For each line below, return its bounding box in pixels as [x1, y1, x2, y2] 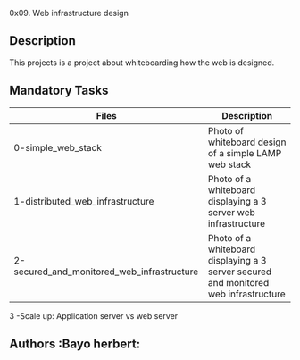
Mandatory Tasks [9, 83, 109, 98]
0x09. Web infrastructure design [9, 8, 129, 18]
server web [207, 205, 256, 218]
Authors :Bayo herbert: [9, 337, 141, 352]
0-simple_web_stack [13, 141, 103, 154]
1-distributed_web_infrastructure [13, 195, 154, 207]
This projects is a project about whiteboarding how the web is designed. [9, 57, 275, 68]
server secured [207, 265, 272, 278]
